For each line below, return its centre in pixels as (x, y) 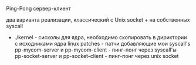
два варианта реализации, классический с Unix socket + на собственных (98, 20)
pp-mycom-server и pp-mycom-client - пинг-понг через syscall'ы (96, 50)
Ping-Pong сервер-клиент (39, 8)
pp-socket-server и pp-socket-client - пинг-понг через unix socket (97, 56)
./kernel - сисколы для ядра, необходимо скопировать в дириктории (101, 37)
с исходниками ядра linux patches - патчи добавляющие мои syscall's (102, 44)
